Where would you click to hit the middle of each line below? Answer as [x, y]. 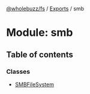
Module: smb [40, 33]
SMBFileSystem [34, 84]
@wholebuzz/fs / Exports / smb [45, 9]
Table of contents [40, 54]
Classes [18, 71]
